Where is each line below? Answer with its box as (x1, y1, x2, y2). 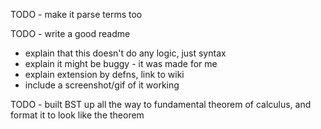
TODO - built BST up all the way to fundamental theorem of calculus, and (10, 99, 312, 110)
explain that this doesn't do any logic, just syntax (24, 47, 227, 59)
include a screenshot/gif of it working (24, 79, 180, 91)
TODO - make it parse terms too (10, 9, 143, 20)
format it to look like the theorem (10, 109, 145, 121)
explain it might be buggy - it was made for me (24, 58, 218, 69)
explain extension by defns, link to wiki (24, 69, 185, 80)
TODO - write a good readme (10, 28, 131, 39)
